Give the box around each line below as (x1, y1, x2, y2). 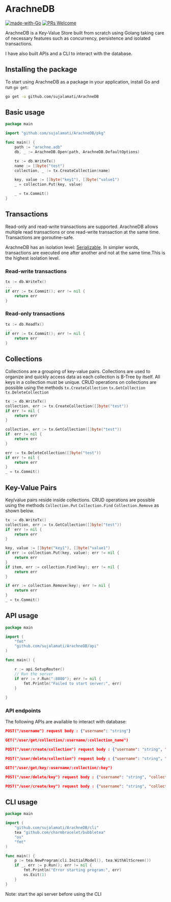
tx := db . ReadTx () (5, 322, 44, 327)
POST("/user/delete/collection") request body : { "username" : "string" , (5, 756, 163, 762)
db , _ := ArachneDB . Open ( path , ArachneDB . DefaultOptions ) (14, 149, 140, 154)
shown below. (5, 508, 35, 514)
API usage (5, 611, 38, 620)
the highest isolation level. (5, 255, 60, 261)
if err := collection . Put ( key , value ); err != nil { (5, 550, 120, 555)
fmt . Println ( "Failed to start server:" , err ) (23, 681, 122, 686)
